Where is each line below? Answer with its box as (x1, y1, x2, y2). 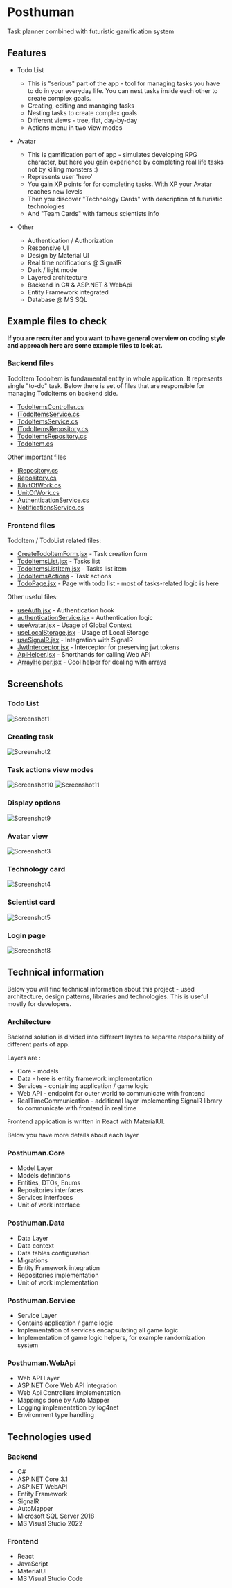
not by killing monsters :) (27, 165, 98, 174)
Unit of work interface (17, 1201, 80, 1209)
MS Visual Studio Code (17, 1574, 83, 1583)
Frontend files (7, 520, 55, 530)
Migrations (17, 1256, 48, 1264)
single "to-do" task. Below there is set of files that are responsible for (7, 381, 205, 390)
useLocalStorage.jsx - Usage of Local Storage (17, 628, 150, 637)
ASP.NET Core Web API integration (17, 1381, 118, 1389)
